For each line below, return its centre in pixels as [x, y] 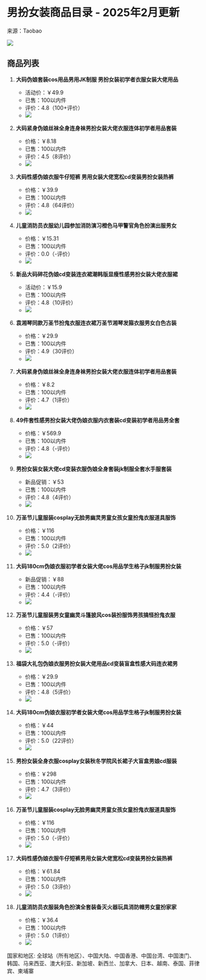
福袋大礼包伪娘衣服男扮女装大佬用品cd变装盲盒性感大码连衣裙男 [97, 664]
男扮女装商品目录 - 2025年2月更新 [93, 13]
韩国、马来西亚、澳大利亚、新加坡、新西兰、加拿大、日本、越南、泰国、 [98, 963]
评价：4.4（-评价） [49, 594]
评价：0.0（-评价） [49, 254]
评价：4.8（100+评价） [54, 107]
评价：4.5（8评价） [49, 156]
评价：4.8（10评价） [51, 302]
